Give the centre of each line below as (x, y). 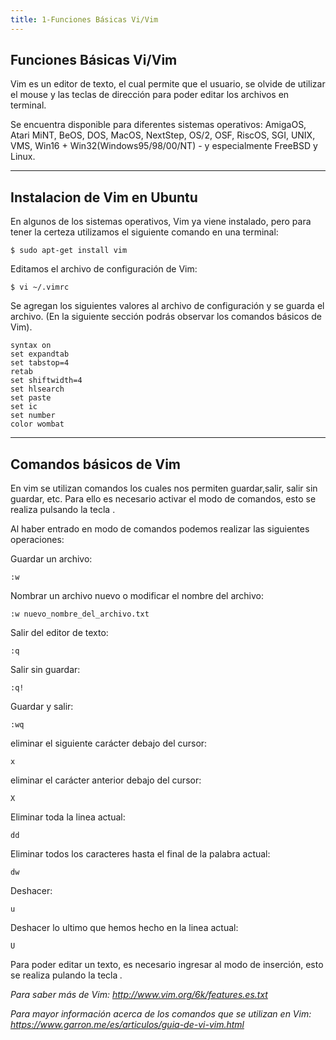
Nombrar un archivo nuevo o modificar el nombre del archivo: (137, 596)
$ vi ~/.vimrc (40, 287)
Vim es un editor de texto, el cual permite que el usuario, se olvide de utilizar (168, 84)
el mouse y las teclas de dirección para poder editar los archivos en (150, 95)
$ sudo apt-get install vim (69, 251)
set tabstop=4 (40, 363)
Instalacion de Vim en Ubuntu (104, 197)
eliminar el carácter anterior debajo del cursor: (106, 780)
